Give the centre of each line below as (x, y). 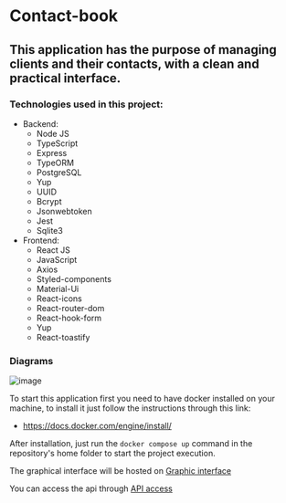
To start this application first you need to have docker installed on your (143, 399)
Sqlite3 (50, 230)
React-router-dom (70, 308)
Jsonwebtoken (64, 211)
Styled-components (74, 278)
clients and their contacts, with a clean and (134, 63)
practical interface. (65, 78)
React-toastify (63, 337)
